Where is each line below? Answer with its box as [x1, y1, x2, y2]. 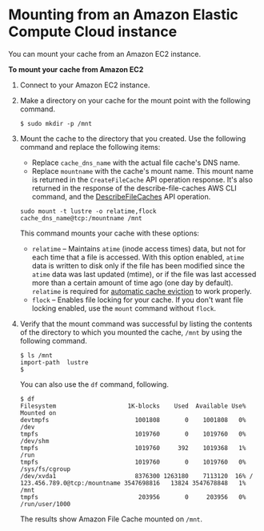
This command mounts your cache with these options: [19, 228, 200, 238]
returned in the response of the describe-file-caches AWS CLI [31, 183, 238, 193]
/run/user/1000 [19, 500, 71, 508]
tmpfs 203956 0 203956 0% [19, 493, 246, 501]
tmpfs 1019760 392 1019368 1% [19, 444, 246, 452]
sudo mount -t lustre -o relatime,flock [19, 207, 157, 215]
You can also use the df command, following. [19, 379, 170, 389]
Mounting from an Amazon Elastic [8, 6, 238, 24]
